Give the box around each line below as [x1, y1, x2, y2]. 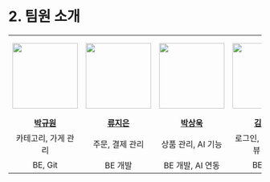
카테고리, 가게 [15, 133, 65, 144]
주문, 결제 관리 [92, 139, 145, 150]
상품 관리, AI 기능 [161, 139, 223, 150]
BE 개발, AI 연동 [163, 160, 220, 172]
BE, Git [32, 159, 58, 171]
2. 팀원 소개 [8, 7, 80, 26]
